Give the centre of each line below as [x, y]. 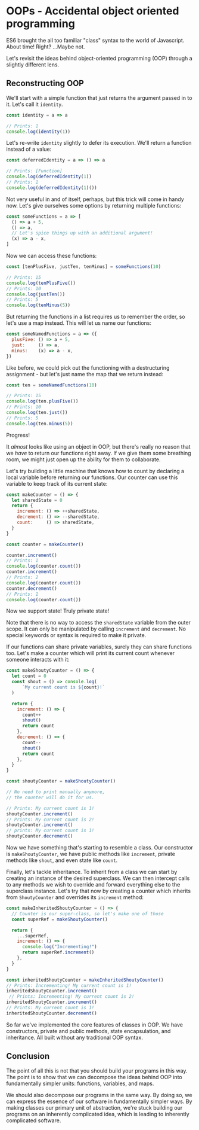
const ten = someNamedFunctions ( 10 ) [52, 385]
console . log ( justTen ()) [36, 294]
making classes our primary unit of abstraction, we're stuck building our [94, 1107]
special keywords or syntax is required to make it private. [76, 635]
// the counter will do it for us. [50, 797]
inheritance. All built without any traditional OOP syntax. [74, 1037]
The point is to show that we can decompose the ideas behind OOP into [94, 1077]
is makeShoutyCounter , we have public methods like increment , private [91, 854]
